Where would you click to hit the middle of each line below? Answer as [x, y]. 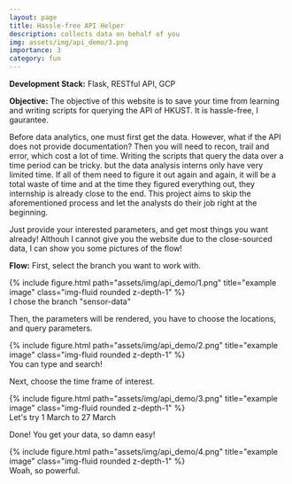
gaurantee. [29, 120]
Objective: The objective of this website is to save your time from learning [145, 101]
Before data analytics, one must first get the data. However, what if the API [145, 137]
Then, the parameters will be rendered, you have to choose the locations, [143, 319]
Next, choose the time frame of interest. [82, 381]
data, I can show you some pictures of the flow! [96, 248]
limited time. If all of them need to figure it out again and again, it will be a [143, 175]
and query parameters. [51, 328]
